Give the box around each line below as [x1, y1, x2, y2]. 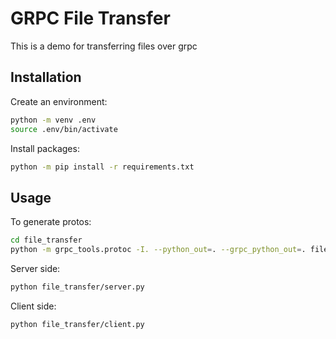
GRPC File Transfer [10, 7, 171, 30]
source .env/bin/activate [10, 124, 118, 134]
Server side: [10, 262, 61, 274]
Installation [10, 69, 82, 86]
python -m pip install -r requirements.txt [10, 162, 195, 172]
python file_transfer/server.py [10, 282, 145, 292]
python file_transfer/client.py [10, 319, 145, 329]
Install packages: [10, 142, 80, 154]
